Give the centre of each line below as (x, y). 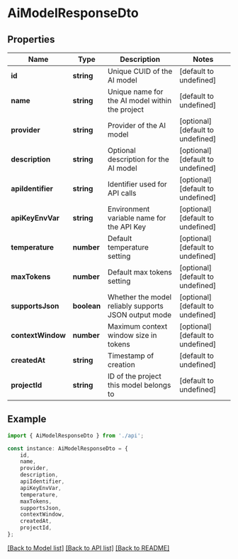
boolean (87, 306)
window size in (132, 335)
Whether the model (140, 297)
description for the (138, 159)
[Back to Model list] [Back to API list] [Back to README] (89, 548)
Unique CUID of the (140, 71)
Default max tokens (140, 272)
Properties (31, 39)
